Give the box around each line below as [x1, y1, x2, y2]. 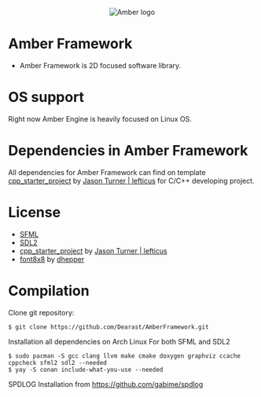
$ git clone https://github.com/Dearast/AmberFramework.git [8, 322, 210, 331]
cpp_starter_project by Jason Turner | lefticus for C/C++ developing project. [8, 176, 255, 185]
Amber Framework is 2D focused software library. [19, 60, 182, 70]
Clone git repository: [8, 308, 75, 317]
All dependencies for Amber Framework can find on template [8, 167, 206, 177]
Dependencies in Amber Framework [8, 142, 248, 160]
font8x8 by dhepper [19, 254, 85, 264]
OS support [8, 89, 85, 106]
